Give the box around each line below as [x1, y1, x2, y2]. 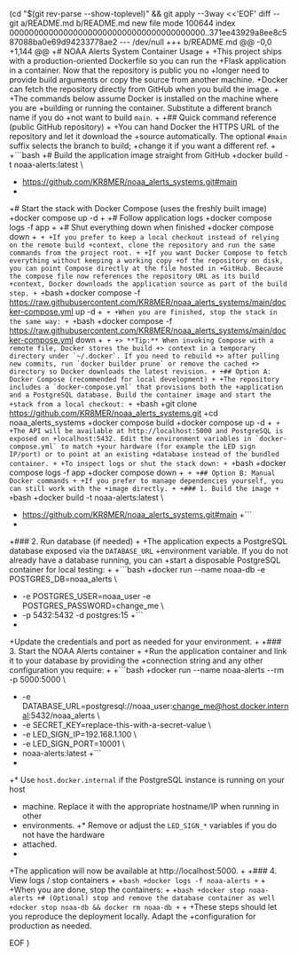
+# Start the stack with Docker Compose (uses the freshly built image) [9, 203, 268, 213]
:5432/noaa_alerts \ [28, 710, 100, 721]
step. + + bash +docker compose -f [9, 288, 141, 297]
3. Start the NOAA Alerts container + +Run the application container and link [9, 646, 287, 656]
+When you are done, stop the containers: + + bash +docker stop [9, 884, 246, 895]
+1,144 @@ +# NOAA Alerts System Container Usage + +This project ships [9, 46, 282, 57]
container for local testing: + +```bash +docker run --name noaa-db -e [9, 565, 266, 574]
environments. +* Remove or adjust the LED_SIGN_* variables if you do [21, 820, 278, 830]
